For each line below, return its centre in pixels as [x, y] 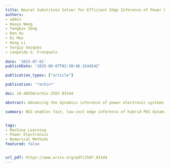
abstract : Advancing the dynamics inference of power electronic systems [85, 102]
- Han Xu [14, 33]
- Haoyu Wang [19, 24]
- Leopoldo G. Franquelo [31, 52]
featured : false [22, 144]
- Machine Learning [26, 130]
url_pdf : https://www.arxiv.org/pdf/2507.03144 [56, 157]
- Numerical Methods [27, 139]
